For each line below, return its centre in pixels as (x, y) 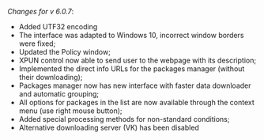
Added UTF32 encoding (58, 26)
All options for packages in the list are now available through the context (136, 102)
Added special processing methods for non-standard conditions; (124, 119)
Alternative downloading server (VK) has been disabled (109, 127)
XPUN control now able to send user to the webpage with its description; (138, 60)
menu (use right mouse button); (71, 111)
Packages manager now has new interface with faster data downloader (135, 85)
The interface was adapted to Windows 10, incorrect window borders (131, 35)
